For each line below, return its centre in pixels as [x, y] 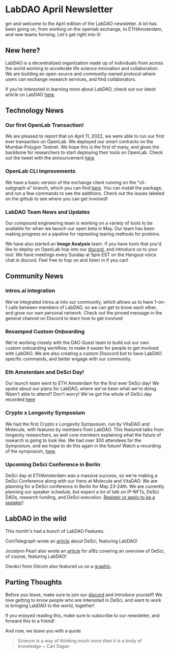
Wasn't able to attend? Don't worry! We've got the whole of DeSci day [79, 394]
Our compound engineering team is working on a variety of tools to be [79, 223]
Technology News [35, 111]
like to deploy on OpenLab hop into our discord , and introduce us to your [81, 250]
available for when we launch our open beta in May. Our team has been [80, 229]
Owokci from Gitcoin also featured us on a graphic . [59, 566]
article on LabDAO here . [30, 94]
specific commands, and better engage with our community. [68, 359]
